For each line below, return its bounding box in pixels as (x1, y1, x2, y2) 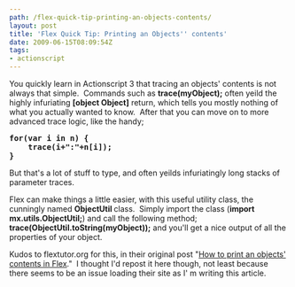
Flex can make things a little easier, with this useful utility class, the (9, 194, 254, 205)
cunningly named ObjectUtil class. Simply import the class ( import (9, 204, 255, 213)
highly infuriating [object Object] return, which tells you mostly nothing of (9, 97, 279, 107)
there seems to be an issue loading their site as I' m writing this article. (9, 268, 267, 278)
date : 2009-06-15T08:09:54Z (9, 37, 113, 47)
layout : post (9, 21, 58, 30)
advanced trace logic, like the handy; (9, 116, 144, 127)
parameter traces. (9, 177, 75, 187)
